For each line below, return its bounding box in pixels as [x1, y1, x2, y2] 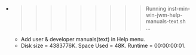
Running [145, 5, 167, 12]
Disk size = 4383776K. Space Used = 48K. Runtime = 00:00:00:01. [20, 42, 186, 49]
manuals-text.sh [145, 18, 186, 25]
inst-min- [167, 5, 191, 12]
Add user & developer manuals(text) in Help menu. [20, 36, 145, 42]
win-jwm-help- [145, 11, 183, 19]
